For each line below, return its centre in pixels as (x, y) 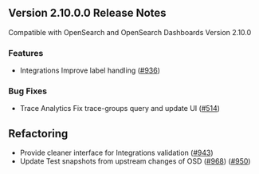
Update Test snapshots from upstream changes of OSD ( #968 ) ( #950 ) (135, 161)
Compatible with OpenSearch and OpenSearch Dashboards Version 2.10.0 (130, 32)
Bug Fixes (28, 91)
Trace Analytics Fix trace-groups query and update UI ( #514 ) (120, 109)
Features (26, 53)
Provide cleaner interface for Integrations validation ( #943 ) (116, 153)
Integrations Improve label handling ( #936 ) (90, 70)
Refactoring (38, 134)
